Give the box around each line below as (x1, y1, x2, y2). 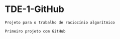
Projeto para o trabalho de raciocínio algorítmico (5, 20, 115, 25)
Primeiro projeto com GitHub (5, 28, 66, 33)
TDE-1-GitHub (5, 3, 65, 15)
